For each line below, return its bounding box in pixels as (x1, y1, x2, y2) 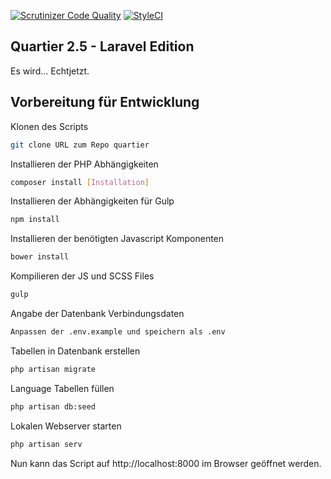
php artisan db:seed (10, 401, 97, 412)
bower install (10, 252, 70, 262)
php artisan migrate (10, 364, 97, 374)
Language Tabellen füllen (10, 382, 115, 394)
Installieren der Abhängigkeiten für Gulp (10, 195, 175, 207)
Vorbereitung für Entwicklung (10, 94, 200, 111)
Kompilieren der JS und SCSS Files (10, 270, 155, 282)
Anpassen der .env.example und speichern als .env (10, 327, 226, 337)
